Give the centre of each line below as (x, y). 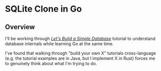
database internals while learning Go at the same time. (59, 44)
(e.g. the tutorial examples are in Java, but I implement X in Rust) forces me (80, 58)
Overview (20, 27)
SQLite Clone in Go (43, 9)
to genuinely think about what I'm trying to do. (51, 63)
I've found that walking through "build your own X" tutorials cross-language (80, 53)
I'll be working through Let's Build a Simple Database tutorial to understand (80, 38)
